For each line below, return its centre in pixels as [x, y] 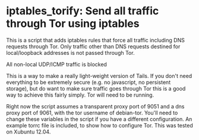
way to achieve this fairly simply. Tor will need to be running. [80, 95]
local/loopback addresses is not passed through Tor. [70, 52]
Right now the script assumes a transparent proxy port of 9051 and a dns [95, 106]
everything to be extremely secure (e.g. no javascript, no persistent [89, 82]
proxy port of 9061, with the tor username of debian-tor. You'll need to [92, 113]
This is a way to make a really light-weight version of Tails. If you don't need [99, 76]
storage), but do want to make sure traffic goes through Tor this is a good [96, 88]
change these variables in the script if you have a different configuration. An [99, 119]
